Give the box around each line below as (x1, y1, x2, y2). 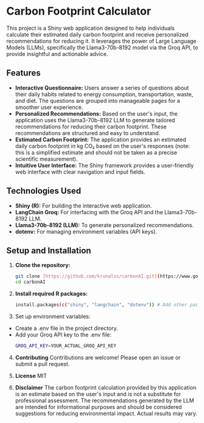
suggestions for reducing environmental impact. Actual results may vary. (15, 410, 198, 417)
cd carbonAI (15, 279, 46, 285)
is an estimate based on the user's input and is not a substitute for (15, 390, 181, 397)
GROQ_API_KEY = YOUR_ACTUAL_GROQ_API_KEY (15, 343, 117, 349)
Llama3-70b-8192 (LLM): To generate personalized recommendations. (15, 221, 194, 229)
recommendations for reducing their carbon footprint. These (15, 123, 167, 130)
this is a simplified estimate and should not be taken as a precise (15, 149, 178, 156)
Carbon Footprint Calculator (6, 4, 151, 18)
